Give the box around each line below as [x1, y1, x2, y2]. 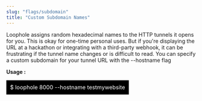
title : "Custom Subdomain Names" [6, 14, 90, 20]
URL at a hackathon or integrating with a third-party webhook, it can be [6, 43, 183, 51]
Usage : [6, 68, 26, 75]
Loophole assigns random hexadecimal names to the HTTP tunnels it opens [6, 31, 194, 38]
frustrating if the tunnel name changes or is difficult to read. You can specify [6, 50, 196, 57]
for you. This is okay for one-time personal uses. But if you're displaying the [6, 37, 195, 44]
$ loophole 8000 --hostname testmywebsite [10, 84, 125, 91]
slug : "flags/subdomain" [6, 8, 69, 15]
